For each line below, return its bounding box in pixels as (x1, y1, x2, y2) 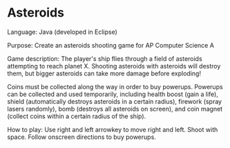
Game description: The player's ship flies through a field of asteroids (7, 54, 202, 63)
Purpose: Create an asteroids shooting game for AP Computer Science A (7, 41, 214, 49)
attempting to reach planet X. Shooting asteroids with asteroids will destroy (7, 62, 221, 70)
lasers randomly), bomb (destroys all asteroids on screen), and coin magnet (7, 104, 223, 113)
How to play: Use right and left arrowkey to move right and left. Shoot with (7, 125, 218, 133)
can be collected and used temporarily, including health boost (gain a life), (7, 90, 219, 98)
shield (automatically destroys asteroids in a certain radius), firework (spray (7, 97, 222, 105)
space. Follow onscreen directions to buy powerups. (7, 133, 157, 141)
